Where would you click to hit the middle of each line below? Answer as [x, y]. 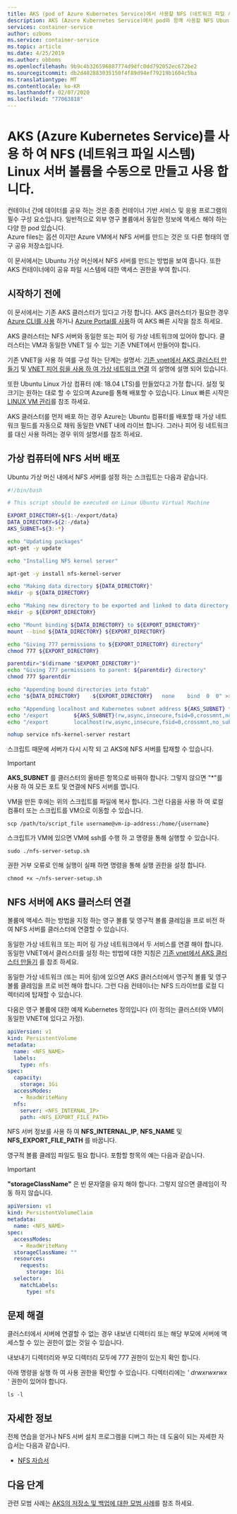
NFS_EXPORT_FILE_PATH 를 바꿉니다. [62, 1140]
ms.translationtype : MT [42, 79]
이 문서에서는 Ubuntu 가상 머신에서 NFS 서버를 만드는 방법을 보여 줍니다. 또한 [114, 260]
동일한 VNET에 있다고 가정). [46, 1019]
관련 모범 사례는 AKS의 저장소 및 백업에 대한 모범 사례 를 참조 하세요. [101, 1503]
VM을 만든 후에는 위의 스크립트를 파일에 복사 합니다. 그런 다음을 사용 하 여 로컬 [115, 802]
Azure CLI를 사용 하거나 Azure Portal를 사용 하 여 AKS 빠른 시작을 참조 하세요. [115, 321]
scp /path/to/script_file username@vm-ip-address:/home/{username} [109, 824]
